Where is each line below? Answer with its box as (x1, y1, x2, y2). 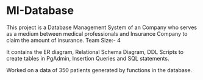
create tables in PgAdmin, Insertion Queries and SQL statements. (6, 55, 169, 62)
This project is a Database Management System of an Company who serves (6, 24, 197, 31)
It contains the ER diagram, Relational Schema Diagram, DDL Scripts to (6, 48, 184, 55)
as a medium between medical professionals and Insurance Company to (6, 30, 188, 37)
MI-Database (6, 4, 74, 18)
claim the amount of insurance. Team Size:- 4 (6, 36, 121, 44)
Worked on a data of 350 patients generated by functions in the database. (6, 66, 193, 73)
